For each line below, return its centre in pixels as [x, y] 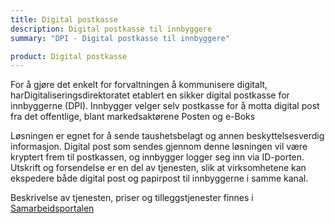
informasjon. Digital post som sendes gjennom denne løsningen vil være [159, 147]
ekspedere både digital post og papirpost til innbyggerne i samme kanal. [159, 178]
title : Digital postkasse [64, 19]
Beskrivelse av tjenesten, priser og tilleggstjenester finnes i [132, 198]
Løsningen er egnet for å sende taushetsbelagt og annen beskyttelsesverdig [167, 136]
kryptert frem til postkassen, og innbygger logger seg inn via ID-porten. [157, 157]
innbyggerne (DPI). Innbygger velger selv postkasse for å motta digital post [165, 106]
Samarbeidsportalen [52, 208]
